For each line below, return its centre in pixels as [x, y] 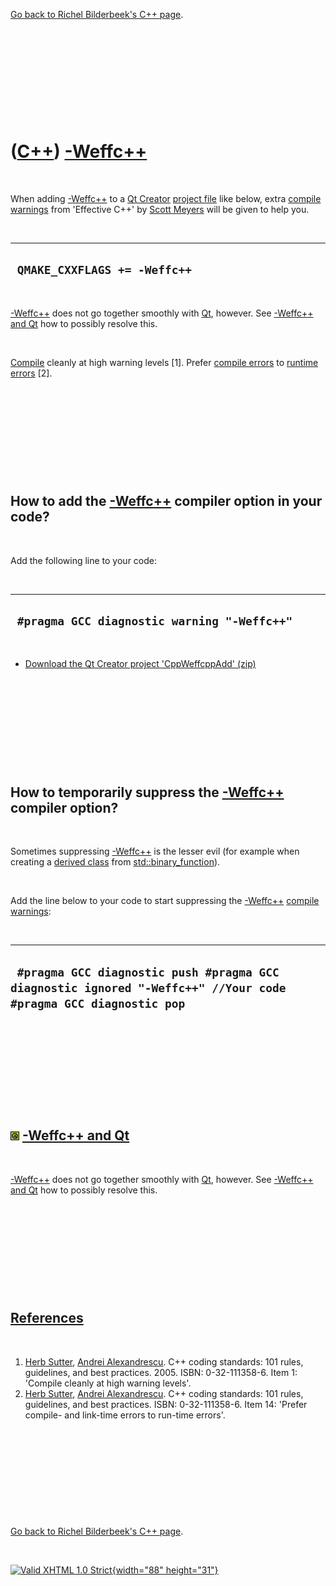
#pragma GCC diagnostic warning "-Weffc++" [154, 621]
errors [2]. [31, 373]
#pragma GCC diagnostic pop [98, 1003]
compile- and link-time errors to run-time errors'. [125, 1415]
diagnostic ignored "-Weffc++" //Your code [148, 987]
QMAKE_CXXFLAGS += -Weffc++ [104, 270]
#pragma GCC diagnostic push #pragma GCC [148, 972]
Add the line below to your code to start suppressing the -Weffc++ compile [165, 901]
